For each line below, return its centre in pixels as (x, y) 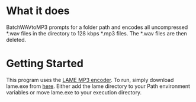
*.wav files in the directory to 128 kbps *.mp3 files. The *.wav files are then (97, 33)
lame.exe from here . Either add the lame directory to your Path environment (98, 86)
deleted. (16, 40)
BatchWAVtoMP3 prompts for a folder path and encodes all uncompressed (97, 27)
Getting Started (45, 64)
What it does (38, 11)
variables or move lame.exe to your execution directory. (74, 92)
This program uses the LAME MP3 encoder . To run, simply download (90, 80)
